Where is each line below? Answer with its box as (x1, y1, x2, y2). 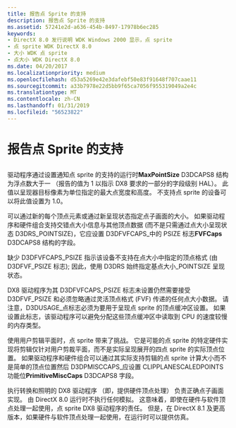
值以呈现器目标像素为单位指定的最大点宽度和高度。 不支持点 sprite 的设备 (7, 188, 221, 197)
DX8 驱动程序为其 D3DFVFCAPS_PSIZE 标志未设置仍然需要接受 (7, 286, 191, 295)
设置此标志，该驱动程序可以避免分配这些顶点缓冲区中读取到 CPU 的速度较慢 (7, 312, 228, 321)
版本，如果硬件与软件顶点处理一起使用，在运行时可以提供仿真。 (7, 413, 192, 422)
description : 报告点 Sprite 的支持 (7, 17, 106, 24)
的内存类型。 (7, 322, 44, 330)
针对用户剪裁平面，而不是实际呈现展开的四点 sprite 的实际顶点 (37, 345, 219, 353)
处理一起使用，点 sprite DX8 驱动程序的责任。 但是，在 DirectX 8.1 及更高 (13, 404, 225, 412)
